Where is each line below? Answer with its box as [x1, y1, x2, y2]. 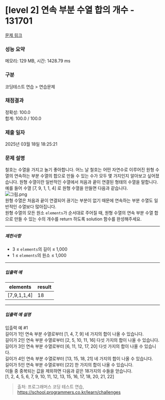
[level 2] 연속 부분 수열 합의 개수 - [5, 4, 135, 16]
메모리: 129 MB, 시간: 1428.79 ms [5, 58, 71, 64]
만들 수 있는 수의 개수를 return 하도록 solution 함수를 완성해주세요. [14, 216, 142, 222]
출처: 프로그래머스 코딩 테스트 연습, [17, 384, 84, 390]
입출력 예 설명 [5, 311, 31, 317]
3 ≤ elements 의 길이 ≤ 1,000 [12, 246, 68, 252]
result [37, 284, 52, 291]
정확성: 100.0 [5, 109, 31, 115]
